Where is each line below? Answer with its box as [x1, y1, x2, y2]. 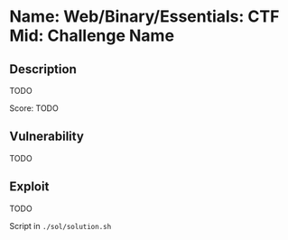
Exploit [9, 179, 50, 195]
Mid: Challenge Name [9, 25, 174, 46]
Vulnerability [9, 129, 84, 144]
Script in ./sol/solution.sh [9, 220, 112, 231]
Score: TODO [9, 103, 59, 114]
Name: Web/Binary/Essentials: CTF [9, 6, 280, 27]
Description [9, 61, 77, 77]
